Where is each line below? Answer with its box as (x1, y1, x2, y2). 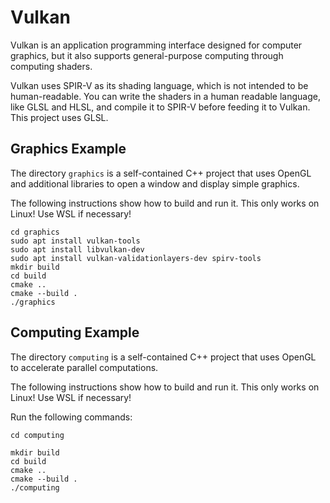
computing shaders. (10, 60, 93, 72)
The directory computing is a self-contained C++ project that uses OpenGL (10, 351, 317, 363)
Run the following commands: (10, 411, 133, 423)
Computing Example (10, 324, 140, 341)
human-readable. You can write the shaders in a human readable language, (10, 90, 321, 102)
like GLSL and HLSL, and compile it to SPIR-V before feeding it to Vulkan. (10, 101, 311, 113)
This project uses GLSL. (10, 111, 109, 123)
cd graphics (10, 227, 60, 237)
